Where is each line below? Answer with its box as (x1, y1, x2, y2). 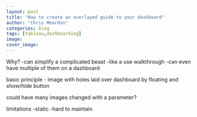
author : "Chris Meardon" (6, 20, 68, 26)
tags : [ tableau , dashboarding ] (6, 31, 82, 37)
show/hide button (6, 82, 50, 89)
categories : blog (6, 25, 50, 31)
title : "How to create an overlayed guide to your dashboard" (6, 14, 165, 20)
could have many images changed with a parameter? (6, 93, 137, 101)
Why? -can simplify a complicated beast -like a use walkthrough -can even (6, 58, 192, 65)
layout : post (6, 8, 39, 15)
